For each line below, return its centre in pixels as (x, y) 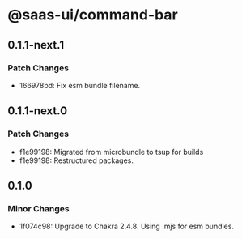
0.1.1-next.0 (38, 111)
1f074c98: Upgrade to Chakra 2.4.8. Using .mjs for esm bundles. (126, 226)
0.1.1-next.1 (36, 45)
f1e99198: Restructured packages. (76, 160)
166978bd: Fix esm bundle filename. (80, 85)
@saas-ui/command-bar (93, 15)
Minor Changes (38, 208)
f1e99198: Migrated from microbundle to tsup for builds (111, 152)
